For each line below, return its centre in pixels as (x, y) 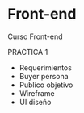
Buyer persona (44, 76)
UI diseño (35, 102)
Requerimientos (45, 67)
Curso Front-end (35, 36)
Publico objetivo (46, 85)
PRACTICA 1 (28, 52)
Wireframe (37, 93)
